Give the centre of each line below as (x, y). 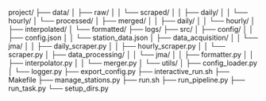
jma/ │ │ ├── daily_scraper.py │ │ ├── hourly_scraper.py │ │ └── (117, 46)
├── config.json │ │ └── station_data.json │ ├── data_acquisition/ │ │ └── (133, 37)
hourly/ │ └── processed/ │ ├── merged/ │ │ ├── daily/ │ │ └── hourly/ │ (132, 21)
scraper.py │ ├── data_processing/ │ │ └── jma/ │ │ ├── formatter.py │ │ (131, 54)
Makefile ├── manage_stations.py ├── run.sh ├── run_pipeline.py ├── (127, 80)
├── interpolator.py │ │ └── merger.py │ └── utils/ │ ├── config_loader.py (133, 63)
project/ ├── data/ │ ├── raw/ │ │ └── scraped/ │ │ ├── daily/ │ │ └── (128, 12)
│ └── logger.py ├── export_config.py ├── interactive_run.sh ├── (119, 71)
